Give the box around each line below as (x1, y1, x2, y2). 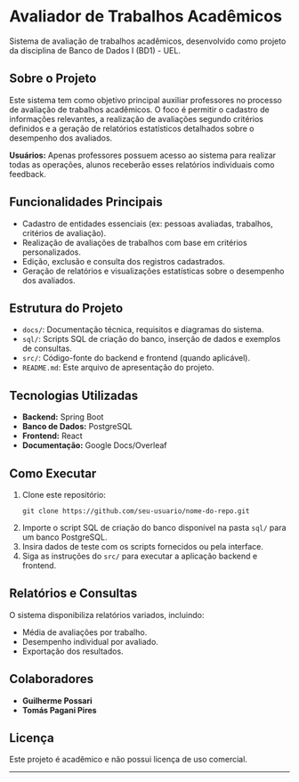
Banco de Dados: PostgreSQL (21, 421, 133, 432)
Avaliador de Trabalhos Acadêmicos (9, 6, 283, 27)
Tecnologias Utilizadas (9, 387, 139, 403)
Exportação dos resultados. (21, 646, 124, 656)
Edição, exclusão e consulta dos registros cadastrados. (21, 256, 225, 266)
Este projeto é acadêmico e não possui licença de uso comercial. (9, 754, 247, 765)
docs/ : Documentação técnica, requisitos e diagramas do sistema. (21, 324, 264, 335)
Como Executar (9, 466, 97, 481)
